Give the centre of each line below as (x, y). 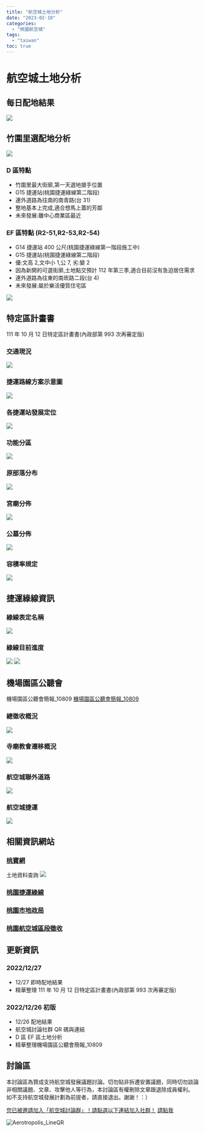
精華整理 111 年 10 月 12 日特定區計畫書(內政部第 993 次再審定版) (96, 990)
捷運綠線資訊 (31, 598)
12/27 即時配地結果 (39, 982)
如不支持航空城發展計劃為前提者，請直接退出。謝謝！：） (78, 1097)
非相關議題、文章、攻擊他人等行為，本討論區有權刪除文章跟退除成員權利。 (100, 1089)
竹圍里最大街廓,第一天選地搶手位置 (59, 184)
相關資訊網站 (31, 841)
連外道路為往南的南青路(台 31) (53, 200)
